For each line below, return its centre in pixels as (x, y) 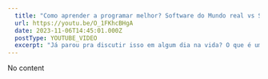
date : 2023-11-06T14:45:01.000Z (69, 30)
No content (26, 68)
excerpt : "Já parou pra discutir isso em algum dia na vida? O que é (133, 45)
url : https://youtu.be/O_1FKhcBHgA (74, 23)
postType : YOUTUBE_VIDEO (56, 38)
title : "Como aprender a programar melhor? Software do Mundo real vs (135, 16)
